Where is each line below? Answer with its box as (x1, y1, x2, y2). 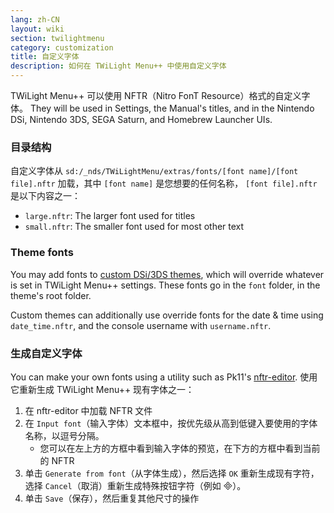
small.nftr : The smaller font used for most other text (24, 221, 245, 233)
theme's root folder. (10, 289, 92, 301)
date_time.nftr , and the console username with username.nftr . (10, 319, 272, 331)
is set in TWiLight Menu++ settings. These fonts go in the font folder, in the (10, 279, 321, 291)
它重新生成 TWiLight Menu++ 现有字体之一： (10, 383, 195, 395)
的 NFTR (39, 454, 75, 466)
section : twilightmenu (10, 33, 105, 43)
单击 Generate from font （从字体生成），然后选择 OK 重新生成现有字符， (24, 467, 320, 479)
